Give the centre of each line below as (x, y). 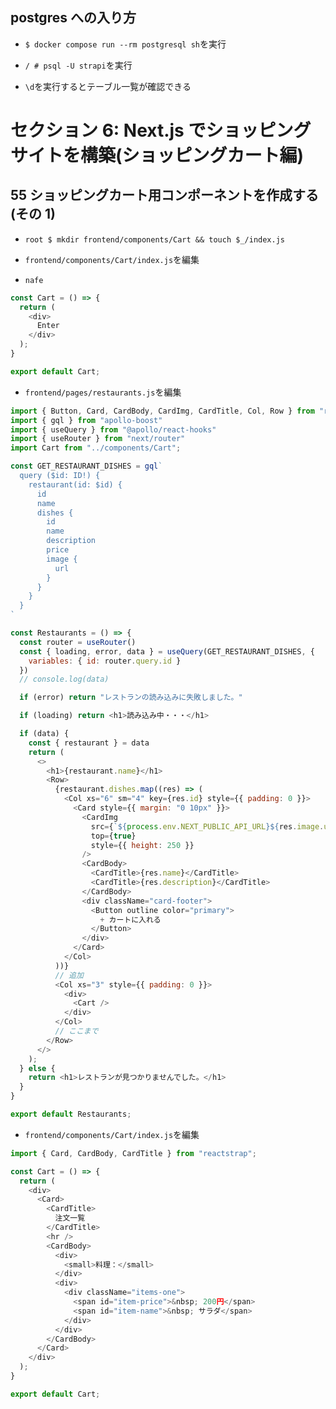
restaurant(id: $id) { (75, 484)
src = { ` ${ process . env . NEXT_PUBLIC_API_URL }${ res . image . (207, 826)
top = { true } (113, 836)
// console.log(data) (64, 679)
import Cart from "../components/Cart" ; (96, 448)
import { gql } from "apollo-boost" (86, 420)
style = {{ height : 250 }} (142, 845)
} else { (37, 1068)
